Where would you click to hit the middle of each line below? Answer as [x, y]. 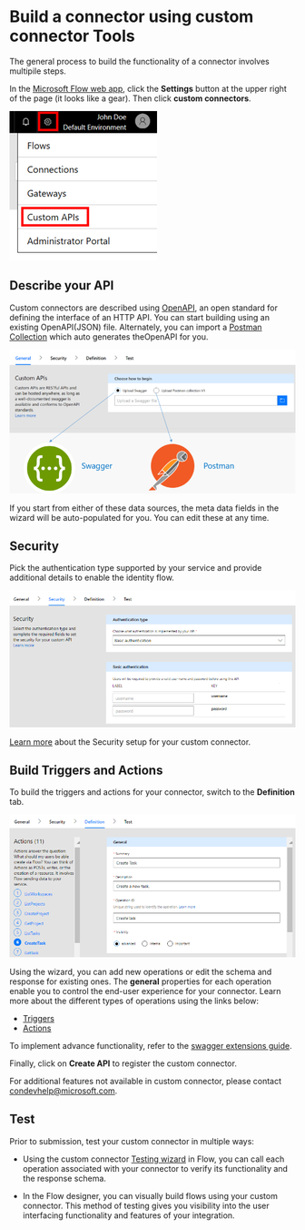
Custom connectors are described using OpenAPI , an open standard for [144, 308]
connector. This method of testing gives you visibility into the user [146, 1205]
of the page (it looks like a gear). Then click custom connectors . [130, 98]
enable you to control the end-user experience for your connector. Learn [145, 991]
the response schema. [64, 1178]
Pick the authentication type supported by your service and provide [136, 568]
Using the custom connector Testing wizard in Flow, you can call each [153, 1159]
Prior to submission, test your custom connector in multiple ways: [132, 1141]
